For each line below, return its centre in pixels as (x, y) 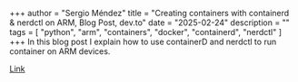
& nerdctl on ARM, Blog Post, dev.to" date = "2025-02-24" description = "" (150, 23)
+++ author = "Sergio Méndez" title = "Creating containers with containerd (149, 13)
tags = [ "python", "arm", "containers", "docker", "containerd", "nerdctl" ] (146, 32)
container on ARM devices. (60, 51)
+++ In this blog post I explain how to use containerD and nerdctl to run (143, 41)
